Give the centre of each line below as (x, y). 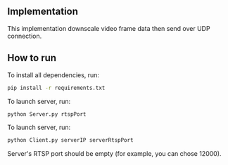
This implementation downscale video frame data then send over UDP (109, 28)
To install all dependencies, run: (53, 75)
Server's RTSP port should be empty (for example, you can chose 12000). (114, 154)
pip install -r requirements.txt (56, 88)
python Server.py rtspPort (47, 114)
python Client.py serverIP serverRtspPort (70, 140)
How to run (32, 58)
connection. (25, 36)
